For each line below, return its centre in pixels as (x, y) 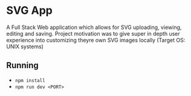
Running (23, 66)
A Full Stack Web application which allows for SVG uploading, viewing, (94, 27)
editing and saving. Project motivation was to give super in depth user (93, 33)
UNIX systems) (25, 46)
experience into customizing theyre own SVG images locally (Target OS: (96, 40)
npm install (30, 80)
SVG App (29, 11)
